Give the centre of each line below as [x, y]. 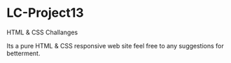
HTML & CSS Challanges [42, 32]
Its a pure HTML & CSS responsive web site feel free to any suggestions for [115, 45]
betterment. [23, 53]
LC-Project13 [45, 13]
